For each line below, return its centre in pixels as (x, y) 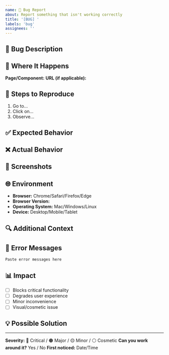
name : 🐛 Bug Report (26, 10)
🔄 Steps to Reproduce (40, 94)
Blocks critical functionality (40, 290)
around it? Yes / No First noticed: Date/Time (52, 348)
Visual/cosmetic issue (35, 307)
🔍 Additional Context (39, 229)
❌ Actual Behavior (34, 150)
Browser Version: (31, 201)
